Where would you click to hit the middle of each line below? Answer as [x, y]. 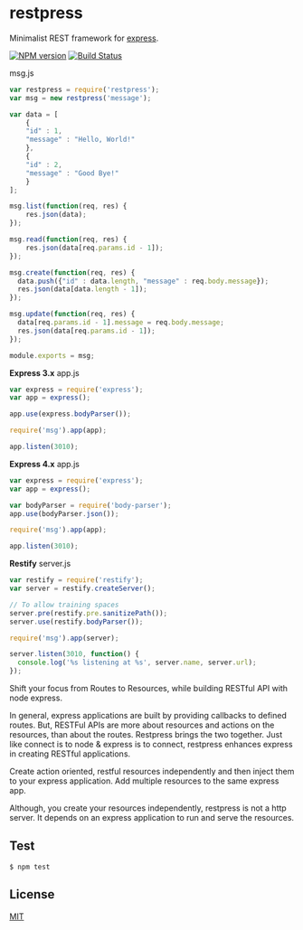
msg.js [22, 73]
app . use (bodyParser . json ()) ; [64, 513]
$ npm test [30, 867]
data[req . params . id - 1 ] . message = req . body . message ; [121, 323]
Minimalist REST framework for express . [84, 38]
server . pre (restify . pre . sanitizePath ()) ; [89, 613]
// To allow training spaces [64, 605]
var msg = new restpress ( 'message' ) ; [80, 98]
